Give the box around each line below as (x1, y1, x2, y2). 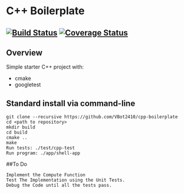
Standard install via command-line (6, 98, 136, 108)
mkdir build (6, 124, 35, 131)
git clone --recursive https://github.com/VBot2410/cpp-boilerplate (6, 114, 178, 120)
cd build (6, 130, 28, 135)
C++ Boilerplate (6, 4, 85, 18)
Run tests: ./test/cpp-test (6, 145, 75, 151)
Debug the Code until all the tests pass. (6, 182, 112, 189)
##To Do (6, 161, 28, 168)
